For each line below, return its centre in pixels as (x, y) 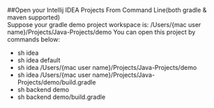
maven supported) (34, 17)
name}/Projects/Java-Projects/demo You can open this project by (101, 32)
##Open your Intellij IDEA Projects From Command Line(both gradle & (107, 10)
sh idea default (39, 60)
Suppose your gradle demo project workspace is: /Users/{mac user (104, 25)
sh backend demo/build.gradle (61, 97)
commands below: (34, 39)
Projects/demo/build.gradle (56, 82)
